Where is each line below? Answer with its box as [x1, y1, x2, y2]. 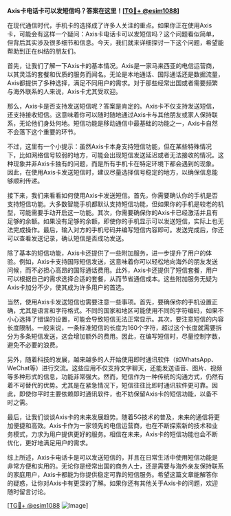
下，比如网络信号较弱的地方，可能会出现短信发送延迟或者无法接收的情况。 [7, 151, 218, 159]
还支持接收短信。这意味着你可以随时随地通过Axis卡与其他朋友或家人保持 [7, 111, 212, 119]
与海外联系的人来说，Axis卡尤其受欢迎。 [7, 87, 122, 96]
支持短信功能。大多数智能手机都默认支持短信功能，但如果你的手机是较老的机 [7, 200, 224, 208]
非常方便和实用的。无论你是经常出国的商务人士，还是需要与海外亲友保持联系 [7, 462, 224, 470]
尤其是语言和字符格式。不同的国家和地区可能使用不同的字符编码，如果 [19, 306, 218, 315]
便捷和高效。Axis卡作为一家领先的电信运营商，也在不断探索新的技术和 [12, 422, 212, 429]
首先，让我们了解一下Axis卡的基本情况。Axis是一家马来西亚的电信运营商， [7, 62, 219, 69]
